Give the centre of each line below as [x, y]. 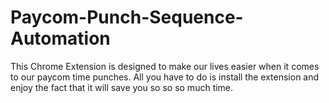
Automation [60, 38]
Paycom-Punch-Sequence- [127, 17]
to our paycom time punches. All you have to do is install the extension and [165, 77]
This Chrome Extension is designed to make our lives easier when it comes [165, 66]
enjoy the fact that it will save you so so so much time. [122, 87]
